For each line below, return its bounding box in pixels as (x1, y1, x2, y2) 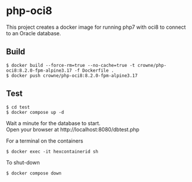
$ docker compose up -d (6, 109, 65, 115)
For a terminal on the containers (6, 137, 83, 144)
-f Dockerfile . (74, 68, 114, 73)
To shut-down (6, 159, 40, 166)
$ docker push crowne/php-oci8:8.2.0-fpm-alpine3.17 (6, 72, 138, 79)
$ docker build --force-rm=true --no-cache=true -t (6, 62, 135, 68)
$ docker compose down (6, 170, 62, 176)
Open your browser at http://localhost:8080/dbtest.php (6, 126, 140, 133)
